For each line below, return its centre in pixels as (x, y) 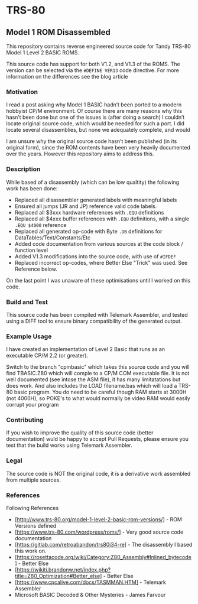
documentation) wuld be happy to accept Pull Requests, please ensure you (98, 439)
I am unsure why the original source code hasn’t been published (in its (92, 141)
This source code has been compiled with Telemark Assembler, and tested (97, 314)
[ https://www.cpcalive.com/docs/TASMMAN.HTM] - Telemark (90, 582)
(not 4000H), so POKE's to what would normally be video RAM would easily (98, 398)
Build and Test (27, 302)
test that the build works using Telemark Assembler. (69, 445)
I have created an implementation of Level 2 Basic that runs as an (86, 349)
